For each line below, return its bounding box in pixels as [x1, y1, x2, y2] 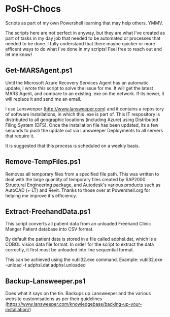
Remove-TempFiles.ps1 [5, 157, 81, 166]
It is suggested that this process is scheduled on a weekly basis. [5, 142, 140, 149]
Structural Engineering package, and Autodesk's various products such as [5, 182, 161, 188]
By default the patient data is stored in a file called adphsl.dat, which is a [5, 236, 157, 242]
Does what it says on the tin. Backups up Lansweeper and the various [5, 291, 151, 297]
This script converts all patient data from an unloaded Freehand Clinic [5, 221, 151, 227]
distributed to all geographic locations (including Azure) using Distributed [5, 117, 158, 123]
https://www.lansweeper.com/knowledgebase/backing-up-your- [7, 301, 142, 307]
